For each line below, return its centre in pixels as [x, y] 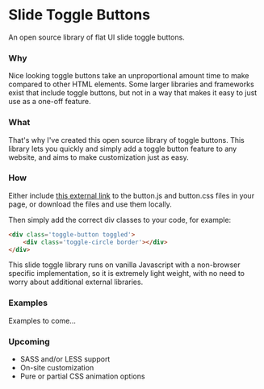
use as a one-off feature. [50, 102]
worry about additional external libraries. [76, 282]
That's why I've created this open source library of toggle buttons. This [126, 140]
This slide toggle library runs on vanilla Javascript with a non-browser [124, 265]
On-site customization [57, 368]
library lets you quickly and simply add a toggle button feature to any [123, 148]
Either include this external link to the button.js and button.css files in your [132, 195]
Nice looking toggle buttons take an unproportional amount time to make [129, 76]
